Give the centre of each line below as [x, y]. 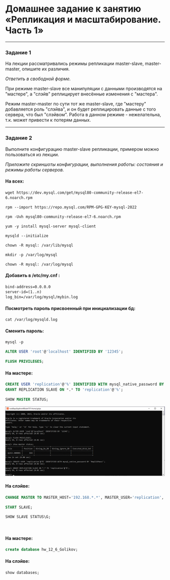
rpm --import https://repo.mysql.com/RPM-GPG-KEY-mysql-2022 [71, 207]
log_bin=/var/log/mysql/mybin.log [42, 297]
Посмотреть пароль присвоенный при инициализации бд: [70, 308]
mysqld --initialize [27, 236]
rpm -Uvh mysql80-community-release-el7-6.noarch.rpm [63, 217]
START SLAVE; [19, 507]
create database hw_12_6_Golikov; [42, 550]
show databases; [22, 572]
